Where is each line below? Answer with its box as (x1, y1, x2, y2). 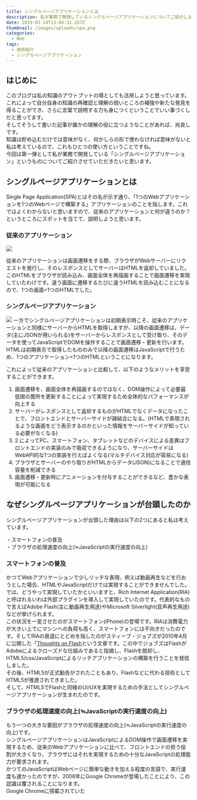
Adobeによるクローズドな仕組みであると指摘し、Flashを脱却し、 (6, 647, 163, 654)
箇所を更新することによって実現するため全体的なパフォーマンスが (30, 393, 189, 400)
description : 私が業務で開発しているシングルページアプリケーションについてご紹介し (6, 14, 189, 20)
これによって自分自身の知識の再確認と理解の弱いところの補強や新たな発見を (6, 99, 191, 106)
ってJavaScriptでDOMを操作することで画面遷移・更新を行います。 (26, 338, 188, 346)
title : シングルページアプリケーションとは (6, 8, 98, 15)
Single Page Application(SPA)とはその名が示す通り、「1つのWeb (6, 193, 159, 200)
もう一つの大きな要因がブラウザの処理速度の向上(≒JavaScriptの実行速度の (6, 721, 187, 728)
